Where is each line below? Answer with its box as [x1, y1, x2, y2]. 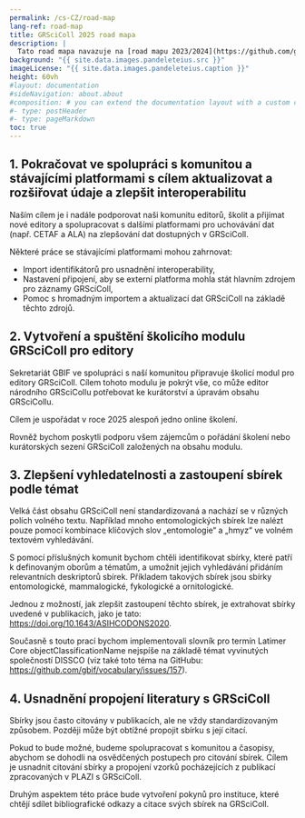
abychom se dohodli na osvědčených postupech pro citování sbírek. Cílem [9, 752, 289, 763]
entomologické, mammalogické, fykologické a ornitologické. [9, 581, 234, 592]
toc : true [9, 124, 47, 133]
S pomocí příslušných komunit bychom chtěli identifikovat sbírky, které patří [9, 552, 293, 564]
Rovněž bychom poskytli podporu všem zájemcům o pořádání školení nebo [9, 431, 290, 442]
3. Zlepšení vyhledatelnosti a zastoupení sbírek [9, 467, 283, 483]
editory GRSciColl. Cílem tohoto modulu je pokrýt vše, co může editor [9, 376, 270, 387]
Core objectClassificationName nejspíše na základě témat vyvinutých [9, 645, 269, 656]
